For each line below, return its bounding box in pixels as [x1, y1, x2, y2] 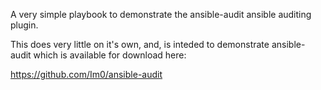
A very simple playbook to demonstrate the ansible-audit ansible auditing [10, 9, 312, 20]
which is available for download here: [33, 49, 187, 61]
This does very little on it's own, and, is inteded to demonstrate [10, 39, 270, 50]
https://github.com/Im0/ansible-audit [10, 69, 163, 80]
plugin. [10, 19, 39, 31]
